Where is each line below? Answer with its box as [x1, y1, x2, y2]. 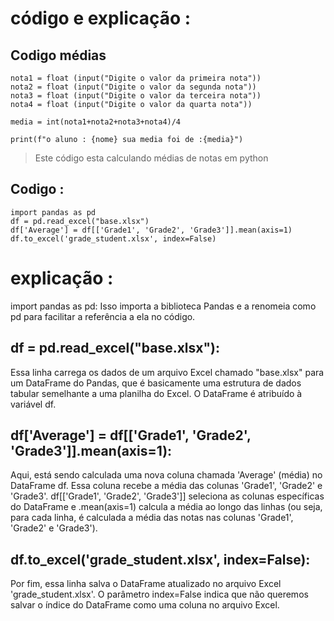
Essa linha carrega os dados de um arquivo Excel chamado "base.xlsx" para [10, 366, 325, 378]
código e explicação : [10, 7, 192, 30]
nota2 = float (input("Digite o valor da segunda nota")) [10, 82, 257, 92]
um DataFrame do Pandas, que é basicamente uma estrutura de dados [10, 377, 302, 389]
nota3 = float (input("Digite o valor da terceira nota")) [10, 91, 262, 101]
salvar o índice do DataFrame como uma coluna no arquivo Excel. [10, 599, 280, 611]
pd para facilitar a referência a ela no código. [10, 310, 196, 322]
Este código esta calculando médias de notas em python [34, 152, 269, 164]
